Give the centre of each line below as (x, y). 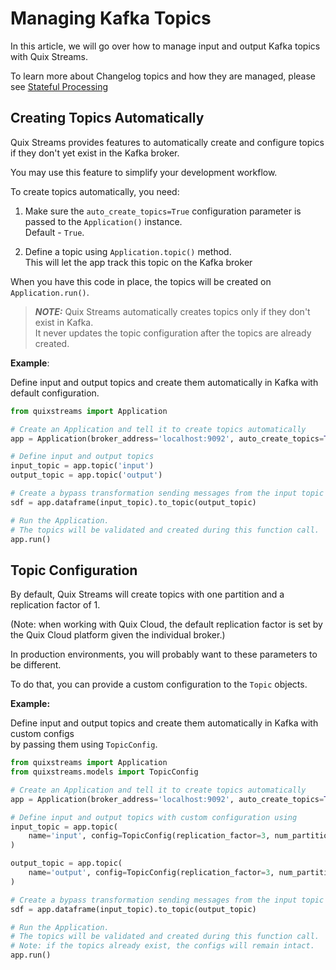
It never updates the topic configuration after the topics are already (173, 333)
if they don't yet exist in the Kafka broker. (95, 153)
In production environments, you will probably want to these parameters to (164, 654)
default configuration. (55, 393)
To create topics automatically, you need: (95, 191)
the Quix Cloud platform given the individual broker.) (118, 635)
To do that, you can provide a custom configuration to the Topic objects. (159, 684)
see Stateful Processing (59, 86)
